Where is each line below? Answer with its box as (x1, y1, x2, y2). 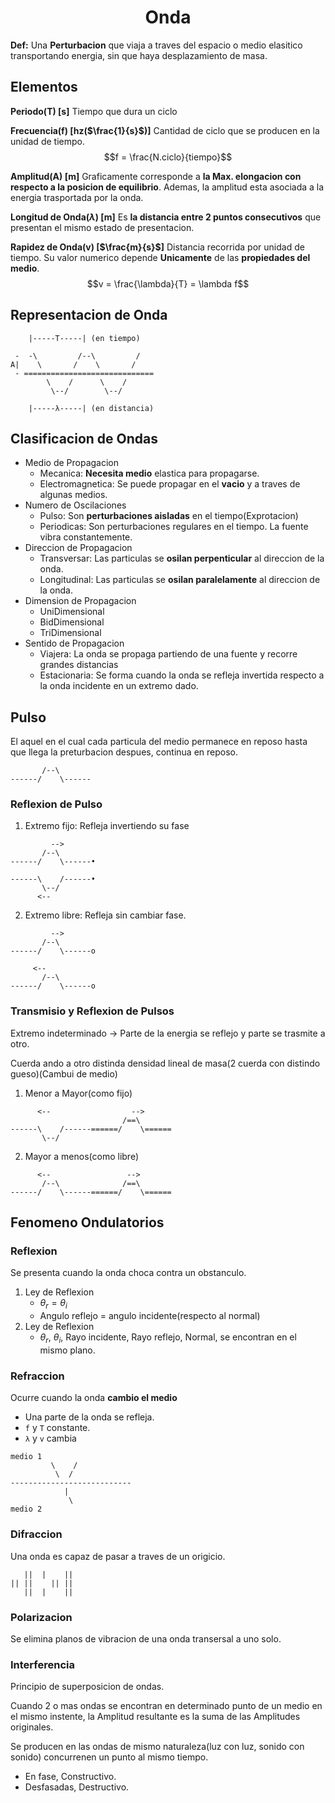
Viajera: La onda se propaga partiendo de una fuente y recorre (39, 648, 298, 660)
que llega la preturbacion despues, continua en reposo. (10, 746, 238, 758)
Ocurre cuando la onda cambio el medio (10, 1392, 178, 1404)
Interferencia (10, 1657, 75, 1671)
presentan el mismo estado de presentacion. (10, 221, 195, 233)
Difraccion (10, 1527, 63, 1541)
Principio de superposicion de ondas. (10, 1681, 165, 1693)
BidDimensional (39, 616, 105, 628)
